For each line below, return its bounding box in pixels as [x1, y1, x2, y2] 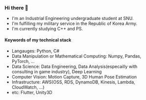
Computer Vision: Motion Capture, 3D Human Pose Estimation [11, 74, 137, 80]
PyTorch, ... [11, 58, 35, 64]
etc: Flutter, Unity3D [11, 89, 52, 95]
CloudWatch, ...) [11, 84, 45, 90]
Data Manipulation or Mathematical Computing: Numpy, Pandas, [11, 53, 142, 59]
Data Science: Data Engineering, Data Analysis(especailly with [11, 63, 138, 69]
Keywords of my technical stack [4, 37, 72, 43]
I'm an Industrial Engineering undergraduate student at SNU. [11, 16, 134, 21]
